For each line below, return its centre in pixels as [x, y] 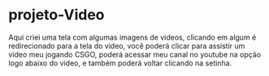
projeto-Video [56, 15]
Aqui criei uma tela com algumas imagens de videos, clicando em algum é [132, 37]
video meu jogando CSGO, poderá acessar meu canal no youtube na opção [135, 54]
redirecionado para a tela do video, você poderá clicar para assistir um [127, 45]
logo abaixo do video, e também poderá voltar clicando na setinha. [120, 63]
